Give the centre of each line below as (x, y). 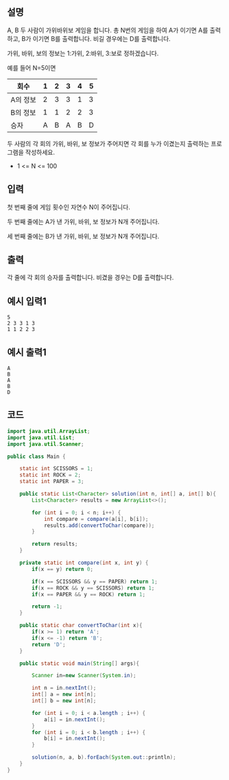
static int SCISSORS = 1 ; (57, 469)
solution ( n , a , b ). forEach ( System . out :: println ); (104, 757)
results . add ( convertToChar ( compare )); (99, 525)
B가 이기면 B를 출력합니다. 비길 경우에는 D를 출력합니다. (96, 38)
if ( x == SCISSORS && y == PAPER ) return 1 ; (95, 581)
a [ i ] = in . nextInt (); (75, 719)
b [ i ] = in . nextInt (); (75, 739)
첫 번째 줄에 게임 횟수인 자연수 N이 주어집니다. (69, 207)
